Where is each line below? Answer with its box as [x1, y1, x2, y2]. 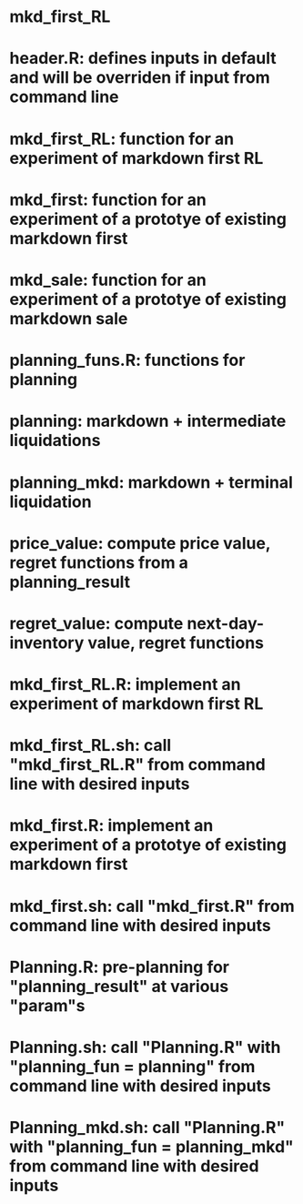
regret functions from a [9, 552, 189, 572]
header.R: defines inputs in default [9, 48, 278, 69]
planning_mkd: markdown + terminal [9, 471, 294, 492]
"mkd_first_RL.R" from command [9, 754, 267, 775]
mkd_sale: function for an [9, 269, 207, 290]
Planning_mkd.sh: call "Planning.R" [9, 1118, 286, 1138]
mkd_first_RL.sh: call [9, 735, 172, 756]
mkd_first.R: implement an [9, 815, 214, 836]
